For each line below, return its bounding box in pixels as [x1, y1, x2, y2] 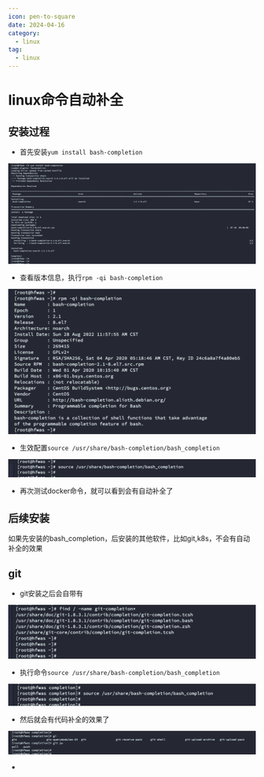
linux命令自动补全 [8, 91, 124, 109]
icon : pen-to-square [8, 13, 76, 20]
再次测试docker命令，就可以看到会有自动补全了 [19, 487, 174, 496]
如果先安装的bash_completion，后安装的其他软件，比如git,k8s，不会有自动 [8, 534, 251, 543]
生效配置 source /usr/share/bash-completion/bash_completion [19, 443, 220, 452]
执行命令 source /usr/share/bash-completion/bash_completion [19, 668, 220, 677]
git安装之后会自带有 [19, 589, 84, 598]
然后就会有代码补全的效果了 [19, 715, 110, 724]
